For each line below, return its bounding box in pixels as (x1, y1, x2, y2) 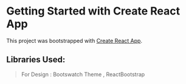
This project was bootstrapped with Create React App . (6, 37, 143, 44)
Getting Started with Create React (6, 4, 181, 18)
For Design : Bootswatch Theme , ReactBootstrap (21, 71, 145, 78)
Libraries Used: (6, 54, 66, 65)
